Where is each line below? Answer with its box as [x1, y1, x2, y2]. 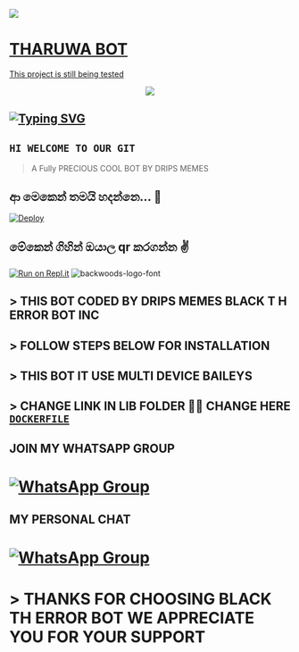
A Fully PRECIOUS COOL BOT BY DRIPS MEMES [30, 163, 209, 174]
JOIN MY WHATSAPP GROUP [9, 440, 176, 456]
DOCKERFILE [9, 413, 70, 426]
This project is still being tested [9, 68, 124, 79]
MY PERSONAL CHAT [9, 512, 131, 527]
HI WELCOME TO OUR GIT [9, 141, 136, 155]
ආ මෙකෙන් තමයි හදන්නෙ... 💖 [9, 188, 162, 205]
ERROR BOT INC [9, 308, 100, 323]
